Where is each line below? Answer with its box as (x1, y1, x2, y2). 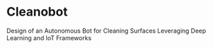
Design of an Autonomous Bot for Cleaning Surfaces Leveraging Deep (6, 27, 207, 35)
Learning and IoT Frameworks (6, 33, 92, 42)
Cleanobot (6, 4, 68, 20)
